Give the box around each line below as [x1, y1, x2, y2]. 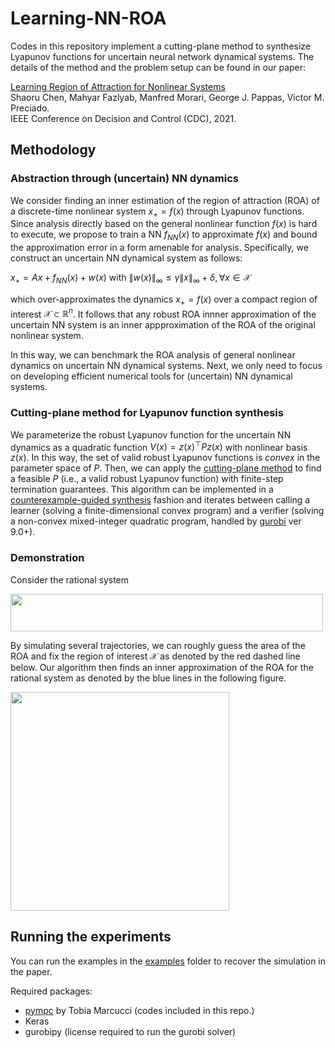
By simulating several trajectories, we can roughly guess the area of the [10, 639, 306, 651]
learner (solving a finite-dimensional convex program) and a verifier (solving [10, 505, 325, 517]
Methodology [10, 142, 97, 159]
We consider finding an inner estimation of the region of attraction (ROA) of [10, 194, 320, 206]
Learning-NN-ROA [10, 7, 167, 30]
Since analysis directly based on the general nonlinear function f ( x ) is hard [10, 218, 318, 230]
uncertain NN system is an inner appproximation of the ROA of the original [10, 319, 316, 331]
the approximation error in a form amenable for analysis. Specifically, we [10, 242, 309, 254]
